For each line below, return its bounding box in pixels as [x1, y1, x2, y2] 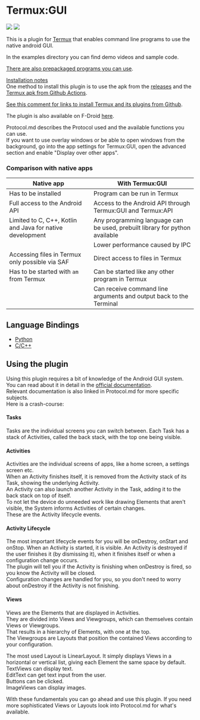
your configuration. [6, 641, 54, 648]
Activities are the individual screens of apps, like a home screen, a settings [6, 460, 189, 467]
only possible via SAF [9, 258, 70, 266]
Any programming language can [93, 216, 183, 225]
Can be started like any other [93, 267, 174, 276]
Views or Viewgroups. [6, 622, 60, 629]
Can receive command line [93, 285, 168, 293]
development [9, 231, 46, 239]
